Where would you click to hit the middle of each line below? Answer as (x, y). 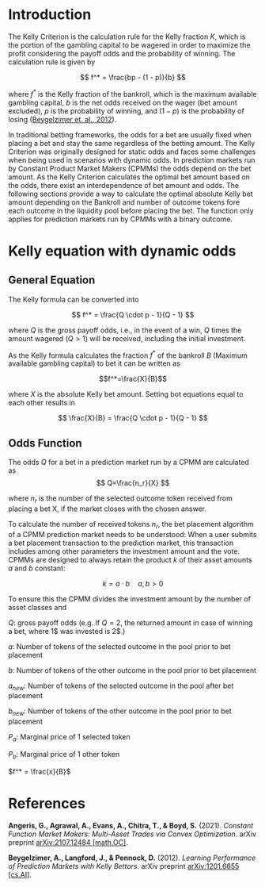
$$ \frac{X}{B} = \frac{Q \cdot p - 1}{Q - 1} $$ (133, 418)
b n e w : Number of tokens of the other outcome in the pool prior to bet (120, 712)
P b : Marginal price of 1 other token (64, 755)
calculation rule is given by (52, 62)
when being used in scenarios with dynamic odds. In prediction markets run (132, 159)
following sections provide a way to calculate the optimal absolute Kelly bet (131, 194)
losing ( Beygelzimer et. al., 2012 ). (62, 119)
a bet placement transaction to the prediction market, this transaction (121, 543)
